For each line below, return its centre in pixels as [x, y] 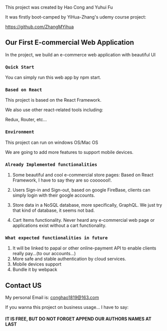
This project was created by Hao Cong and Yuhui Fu [59, 7]
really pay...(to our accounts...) [44, 254]
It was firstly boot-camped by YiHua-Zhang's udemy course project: [76, 17]
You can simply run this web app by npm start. [53, 77]
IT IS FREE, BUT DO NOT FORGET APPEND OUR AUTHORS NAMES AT [78, 318]
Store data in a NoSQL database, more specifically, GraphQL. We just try [87, 205]
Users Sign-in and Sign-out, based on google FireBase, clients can [81, 190]
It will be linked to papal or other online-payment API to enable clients [84, 248]
